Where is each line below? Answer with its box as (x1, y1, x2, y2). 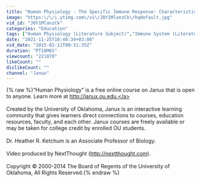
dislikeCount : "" (6, 64, 50, 71)
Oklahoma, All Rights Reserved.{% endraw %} (6, 169, 120, 177)
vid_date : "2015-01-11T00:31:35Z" (6, 43, 93, 48)
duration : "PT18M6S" (6, 48, 58, 54)
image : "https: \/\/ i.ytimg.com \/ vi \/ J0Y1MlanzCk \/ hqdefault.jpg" (6, 14, 172, 20)
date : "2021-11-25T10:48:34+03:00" (6, 37, 95, 43)
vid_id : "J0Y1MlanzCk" (6, 20, 63, 26)
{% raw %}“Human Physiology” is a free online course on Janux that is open (6, 86, 195, 93)
